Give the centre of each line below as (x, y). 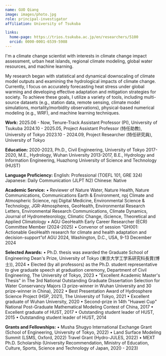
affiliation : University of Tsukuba (43, 24)
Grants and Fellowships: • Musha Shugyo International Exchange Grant (79, 327)
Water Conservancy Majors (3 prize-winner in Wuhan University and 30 (78, 286)
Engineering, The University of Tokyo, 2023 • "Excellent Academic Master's (83, 275)
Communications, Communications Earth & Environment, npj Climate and (79, 195)
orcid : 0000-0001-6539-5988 (39, 42)
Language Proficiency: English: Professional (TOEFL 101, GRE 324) (74, 175)
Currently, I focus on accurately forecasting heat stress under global (75, 86)
